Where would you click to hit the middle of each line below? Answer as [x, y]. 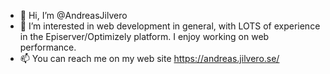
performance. [48, 47]
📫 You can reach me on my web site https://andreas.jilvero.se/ [149, 58]
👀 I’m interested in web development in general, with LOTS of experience [170, 26]
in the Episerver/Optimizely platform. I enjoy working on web [144, 36]
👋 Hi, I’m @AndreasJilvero [73, 15]
